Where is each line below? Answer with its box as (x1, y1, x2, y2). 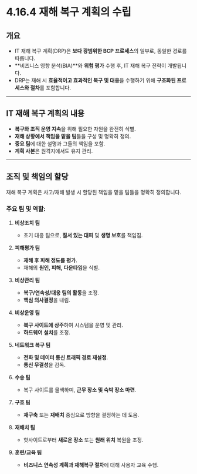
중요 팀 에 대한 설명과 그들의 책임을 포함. (14, 140, 106, 147)
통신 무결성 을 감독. (23, 361, 66, 368)
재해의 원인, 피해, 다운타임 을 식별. (23, 264, 100, 271)
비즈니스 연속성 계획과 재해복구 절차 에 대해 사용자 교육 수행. (23, 461, 159, 468)
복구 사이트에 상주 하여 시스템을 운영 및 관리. (23, 321, 123, 329)
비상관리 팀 (14, 276, 40, 283)
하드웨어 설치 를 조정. (23, 329, 70, 336)
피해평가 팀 (14, 244, 40, 251)
